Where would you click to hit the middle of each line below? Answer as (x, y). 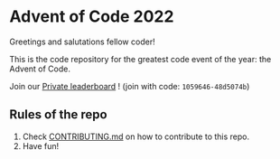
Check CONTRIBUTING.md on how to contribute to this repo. (136, 136)
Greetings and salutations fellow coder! (82, 42)
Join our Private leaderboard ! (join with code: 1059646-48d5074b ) (130, 86)
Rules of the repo (58, 115)
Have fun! (41, 145)
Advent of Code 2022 (92, 17)
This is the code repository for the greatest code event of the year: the (140, 59)
